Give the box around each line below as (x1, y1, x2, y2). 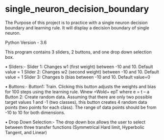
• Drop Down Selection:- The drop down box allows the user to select (5, 119, 146, 125)
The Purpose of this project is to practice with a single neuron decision (5, 20, 148, 25)
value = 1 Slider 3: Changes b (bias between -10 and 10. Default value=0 (5, 74, 151, 80)
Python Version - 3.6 (5, 39, 47, 45)
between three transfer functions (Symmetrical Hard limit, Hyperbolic (5, 124, 145, 130)
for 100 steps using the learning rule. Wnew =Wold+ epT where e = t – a (5, 89, 150, 94)
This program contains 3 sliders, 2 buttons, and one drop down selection (5, 49, 152, 55)
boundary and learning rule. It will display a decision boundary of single (5, 24, 149, 30)
